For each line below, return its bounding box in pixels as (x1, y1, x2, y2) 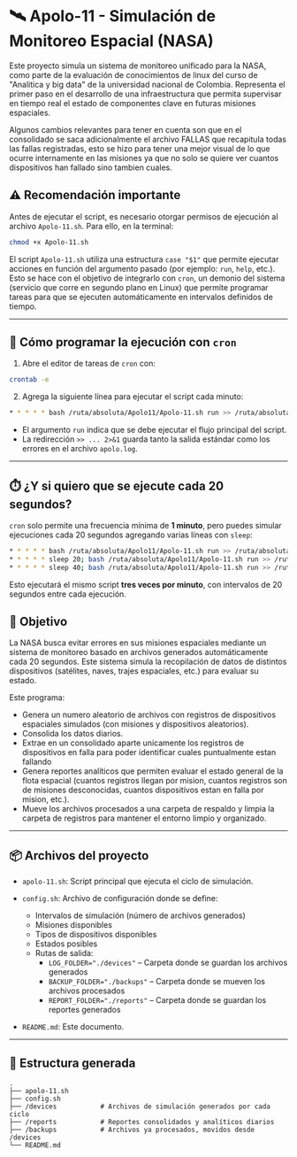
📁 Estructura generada (9, 1055, 136, 1070)
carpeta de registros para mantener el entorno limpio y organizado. (21, 813, 267, 823)
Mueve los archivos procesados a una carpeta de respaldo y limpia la (21, 804, 275, 814)
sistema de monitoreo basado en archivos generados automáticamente (9, 647, 269, 658)
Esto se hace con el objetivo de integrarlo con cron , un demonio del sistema (9, 273, 286, 283)
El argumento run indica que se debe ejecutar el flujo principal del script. (21, 425, 287, 436)
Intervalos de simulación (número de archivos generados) (34, 910, 246, 921)
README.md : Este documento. (21, 1022, 125, 1032)
